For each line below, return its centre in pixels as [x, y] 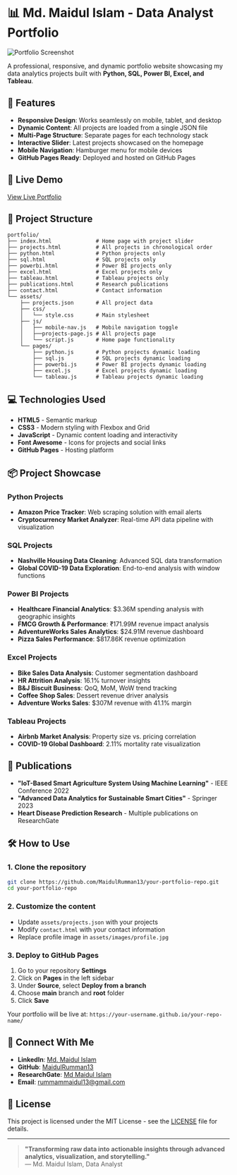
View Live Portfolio [35, 197]
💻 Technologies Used [56, 400]
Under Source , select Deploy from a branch [82, 985]
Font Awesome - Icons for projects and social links [92, 443]
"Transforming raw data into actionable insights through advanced [125, 1149]
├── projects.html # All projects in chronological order [110, 248]
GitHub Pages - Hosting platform [66, 450]
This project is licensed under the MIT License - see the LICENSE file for [112, 1121]
